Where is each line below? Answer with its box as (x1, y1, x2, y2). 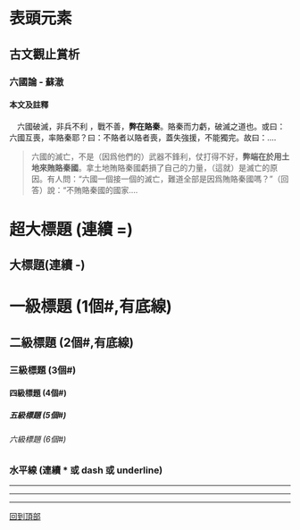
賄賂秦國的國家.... (73, 184, 138, 195)
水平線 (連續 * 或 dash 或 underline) (9, 464, 163, 476)
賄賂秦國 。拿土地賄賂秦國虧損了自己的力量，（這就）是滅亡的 (46, 162, 271, 172)
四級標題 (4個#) (9, 388, 67, 399)
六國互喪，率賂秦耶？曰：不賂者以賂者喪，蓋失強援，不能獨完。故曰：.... (9, 131, 277, 143)
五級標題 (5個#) (9, 409, 67, 420)
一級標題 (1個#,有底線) (9, 297, 172, 317)
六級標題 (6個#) (9, 434, 67, 445)
